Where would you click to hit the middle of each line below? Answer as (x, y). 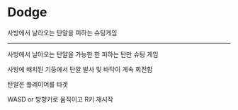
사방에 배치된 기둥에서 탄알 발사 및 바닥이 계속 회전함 (80, 69)
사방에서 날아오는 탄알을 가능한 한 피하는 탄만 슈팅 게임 (83, 54)
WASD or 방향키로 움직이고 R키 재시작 (60, 99)
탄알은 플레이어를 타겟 (38, 84)
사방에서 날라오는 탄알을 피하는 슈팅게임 (62, 32)
